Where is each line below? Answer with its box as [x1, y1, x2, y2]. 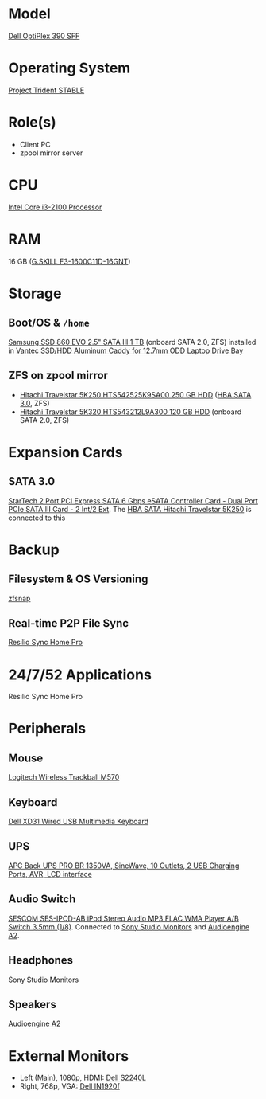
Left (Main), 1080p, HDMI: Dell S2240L [19, 1073, 147, 1083]
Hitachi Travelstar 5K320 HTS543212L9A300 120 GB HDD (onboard [19, 407, 242, 417]
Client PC [19, 139, 51, 149]
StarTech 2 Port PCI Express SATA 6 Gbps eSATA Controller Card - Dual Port [8, 495, 258, 506]
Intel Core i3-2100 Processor [8, 202, 102, 212]
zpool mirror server [19, 148, 83, 158]
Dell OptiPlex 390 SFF [8, 31, 80, 41]
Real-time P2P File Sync [8, 616, 129, 630]
